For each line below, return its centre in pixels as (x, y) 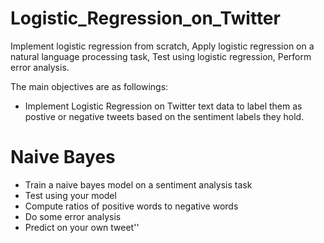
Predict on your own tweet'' (82, 227)
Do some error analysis (73, 216)
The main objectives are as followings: (89, 86)
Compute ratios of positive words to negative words (131, 206)
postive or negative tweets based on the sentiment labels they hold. (164, 116)
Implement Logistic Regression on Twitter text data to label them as (163, 106)
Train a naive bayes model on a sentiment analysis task (138, 184)
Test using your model (70, 195)
